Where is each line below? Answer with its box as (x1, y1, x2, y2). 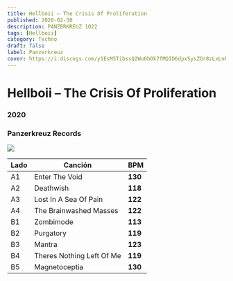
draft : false (7, 42, 45, 49)
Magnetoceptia (34, 262, 84, 272)
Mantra (34, 240, 58, 250)
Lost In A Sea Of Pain (34, 195, 103, 205)
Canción (63, 160, 92, 170)
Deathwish (34, 183, 69, 193)
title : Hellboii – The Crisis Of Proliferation (7, 10, 148, 17)
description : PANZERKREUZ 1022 (7, 23, 98, 30)
